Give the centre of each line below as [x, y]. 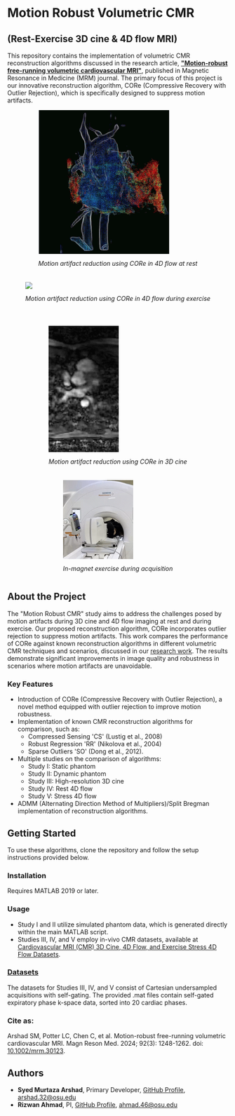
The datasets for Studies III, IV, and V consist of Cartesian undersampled [112, 988]
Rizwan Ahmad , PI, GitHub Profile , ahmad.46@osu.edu [97, 1104]
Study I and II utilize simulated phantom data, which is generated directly [122, 925]
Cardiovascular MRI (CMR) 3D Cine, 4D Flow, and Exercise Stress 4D [117, 947]
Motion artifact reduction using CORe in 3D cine [118, 462]
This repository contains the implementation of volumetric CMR [99, 55]
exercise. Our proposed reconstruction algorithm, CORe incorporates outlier [117, 628]
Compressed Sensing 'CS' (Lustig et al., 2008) [95, 737]
